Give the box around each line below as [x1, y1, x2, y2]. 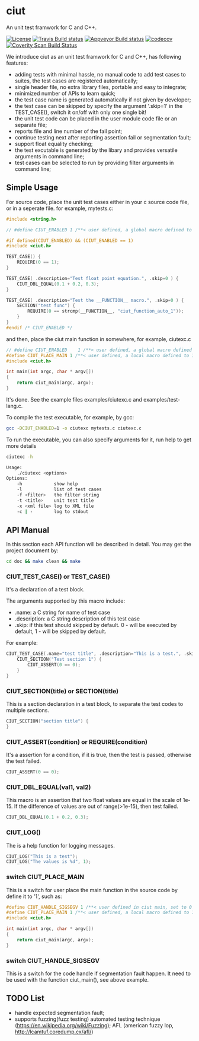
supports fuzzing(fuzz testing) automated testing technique [14, 1015, 161, 1023]
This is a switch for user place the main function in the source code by [6, 886, 178, 893]
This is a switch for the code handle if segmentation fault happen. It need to [6, 970, 191, 977]
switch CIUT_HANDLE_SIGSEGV [6, 956, 100, 964]
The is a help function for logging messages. [6, 842, 115, 849]
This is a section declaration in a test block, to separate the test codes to [6, 701, 184, 708]
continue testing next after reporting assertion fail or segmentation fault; [14, 133, 191, 141]
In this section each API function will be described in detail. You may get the [6, 541, 191, 548]
